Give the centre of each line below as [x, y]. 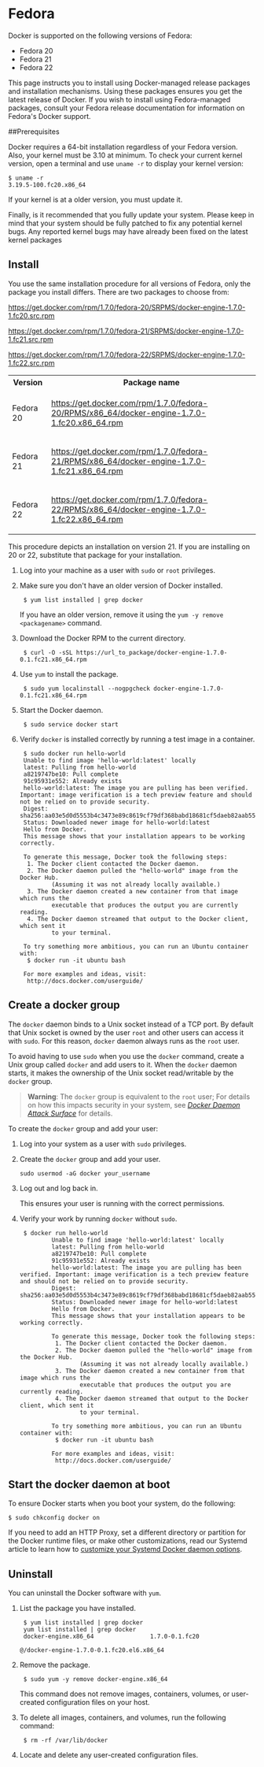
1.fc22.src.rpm [31, 362]
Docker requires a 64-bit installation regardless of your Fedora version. [123, 147]
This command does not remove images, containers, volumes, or [125, 1694]
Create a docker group [64, 1005]
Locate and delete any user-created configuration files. [109, 1755]
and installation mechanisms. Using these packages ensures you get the [125, 91]
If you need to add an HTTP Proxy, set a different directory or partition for [127, 1532]
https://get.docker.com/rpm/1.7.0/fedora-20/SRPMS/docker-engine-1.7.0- [127, 307]
